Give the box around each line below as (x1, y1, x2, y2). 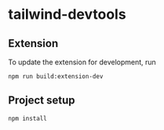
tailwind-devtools (8, 5, 127, 23)
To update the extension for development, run (8, 57, 157, 67)
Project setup (8, 94, 76, 107)
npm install (8, 114, 47, 122)
